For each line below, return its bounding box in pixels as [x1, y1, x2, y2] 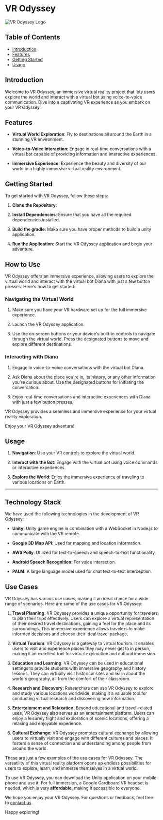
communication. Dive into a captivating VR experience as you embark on [5, 99, 150, 105]
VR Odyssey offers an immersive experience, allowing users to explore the [5, 273, 154, 279]
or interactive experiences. [12, 465, 66, 470]
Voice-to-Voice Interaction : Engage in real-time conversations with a [12, 146, 151, 152]
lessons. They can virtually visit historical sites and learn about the [12, 671, 146, 677]
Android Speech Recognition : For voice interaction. [12, 559, 116, 565]
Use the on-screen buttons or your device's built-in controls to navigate [12, 331, 156, 337]
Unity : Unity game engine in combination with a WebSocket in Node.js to [12, 526, 158, 531]
